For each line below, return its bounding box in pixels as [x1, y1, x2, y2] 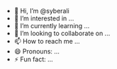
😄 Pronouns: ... [13, 47, 60, 56]
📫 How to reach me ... [13, 37, 80, 45]
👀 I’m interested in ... [13, 14, 74, 23]
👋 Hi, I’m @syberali [13, 7, 69, 15]
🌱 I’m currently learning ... [13, 22, 90, 30]
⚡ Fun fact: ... [13, 55, 53, 63]
